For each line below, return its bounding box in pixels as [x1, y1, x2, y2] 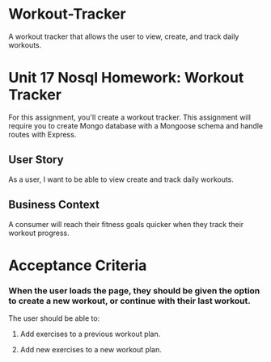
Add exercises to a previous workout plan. [19, 329, 161, 339]
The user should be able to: [8, 313, 100, 323]
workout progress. [8, 228, 70, 238]
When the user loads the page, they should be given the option [8, 284, 260, 296]
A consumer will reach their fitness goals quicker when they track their [8, 219, 244, 229]
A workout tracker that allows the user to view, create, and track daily [8, 32, 239, 41]
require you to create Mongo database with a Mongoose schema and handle [8, 120, 264, 130]
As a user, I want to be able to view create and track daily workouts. [8, 175, 235, 184]
